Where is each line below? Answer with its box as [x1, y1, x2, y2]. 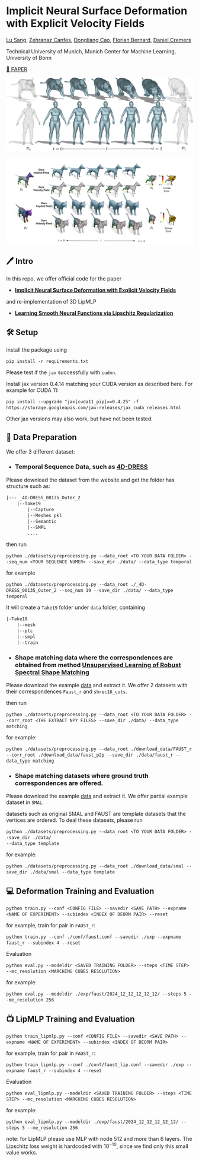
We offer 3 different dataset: [6, 448, 75, 455]
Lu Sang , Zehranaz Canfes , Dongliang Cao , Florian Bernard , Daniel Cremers [6, 36, 191, 43]
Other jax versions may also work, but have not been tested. [6, 415, 153, 422]
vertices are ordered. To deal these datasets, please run [6, 816, 143, 824]
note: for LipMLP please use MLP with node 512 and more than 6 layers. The [6, 1136, 192, 1143]
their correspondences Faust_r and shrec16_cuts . [6, 688, 127, 695]
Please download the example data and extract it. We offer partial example [6, 793, 188, 800]
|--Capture [27, 506, 54, 512]
